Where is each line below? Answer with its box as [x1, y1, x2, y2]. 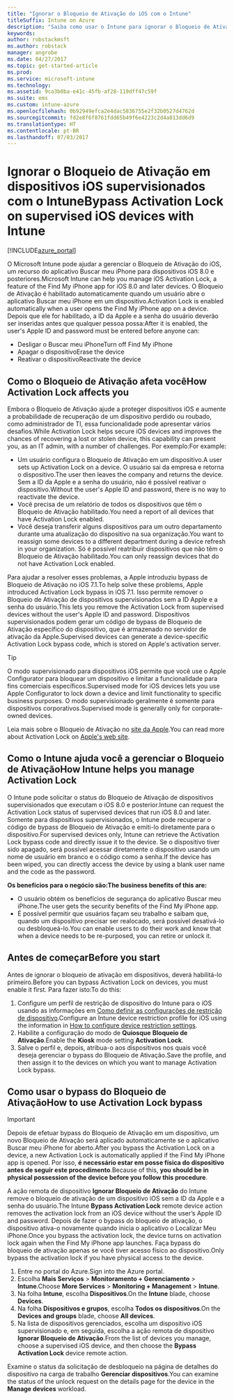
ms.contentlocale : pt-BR [7, 127, 79, 134]
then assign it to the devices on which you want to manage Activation [17, 1058, 217, 1067]
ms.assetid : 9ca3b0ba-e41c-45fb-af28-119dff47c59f [7, 88, 157, 95]
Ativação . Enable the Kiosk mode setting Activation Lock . [17, 1036, 184, 1044]
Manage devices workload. [7, 1385, 87, 1393]
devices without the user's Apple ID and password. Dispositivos [7, 610, 190, 619]
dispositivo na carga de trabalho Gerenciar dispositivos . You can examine [7, 1370, 219, 1378]
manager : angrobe [7, 50, 58, 57]
